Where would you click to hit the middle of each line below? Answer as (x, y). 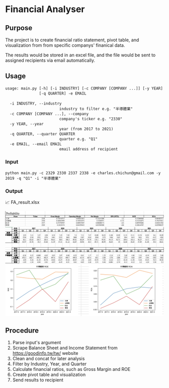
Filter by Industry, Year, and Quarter (50, 364)
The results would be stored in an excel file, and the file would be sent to (80, 55)
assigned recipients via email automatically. (50, 60)
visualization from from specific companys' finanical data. (65, 45)
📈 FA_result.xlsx (22, 202)
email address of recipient (89, 149)
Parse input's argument (37, 342)
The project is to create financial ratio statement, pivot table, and (72, 40)
